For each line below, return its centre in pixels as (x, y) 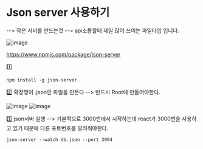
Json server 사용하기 (58, 12)
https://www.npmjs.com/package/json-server (64, 54)
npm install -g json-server (42, 80)
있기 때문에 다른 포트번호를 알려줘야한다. (60, 128)
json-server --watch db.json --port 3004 (60, 140)
